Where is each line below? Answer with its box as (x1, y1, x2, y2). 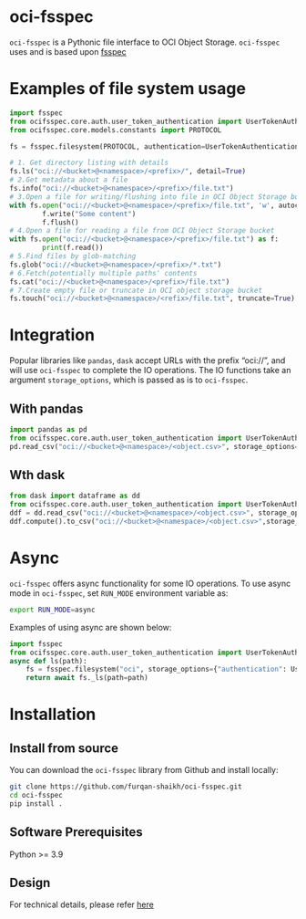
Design (9, 874, 51, 891)
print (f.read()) (42, 244, 104, 253)
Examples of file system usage (9, 78, 246, 99)
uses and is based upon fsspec (9, 46, 127, 57)
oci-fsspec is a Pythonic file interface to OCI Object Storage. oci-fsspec (9, 37, 280, 47)
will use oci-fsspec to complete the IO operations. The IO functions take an (9, 365, 291, 376)
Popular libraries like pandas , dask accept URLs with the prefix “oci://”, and (9, 355, 286, 366)
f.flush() (42, 217, 79, 227)
